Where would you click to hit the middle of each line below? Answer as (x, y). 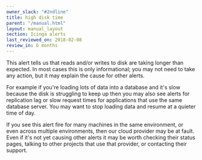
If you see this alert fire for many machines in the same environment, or (95, 124)
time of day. (21, 113)
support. (17, 150)
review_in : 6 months (32, 46)
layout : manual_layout (35, 29)
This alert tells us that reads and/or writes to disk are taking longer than (95, 62)
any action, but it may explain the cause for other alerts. (75, 75)
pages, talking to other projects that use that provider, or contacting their (96, 144)
